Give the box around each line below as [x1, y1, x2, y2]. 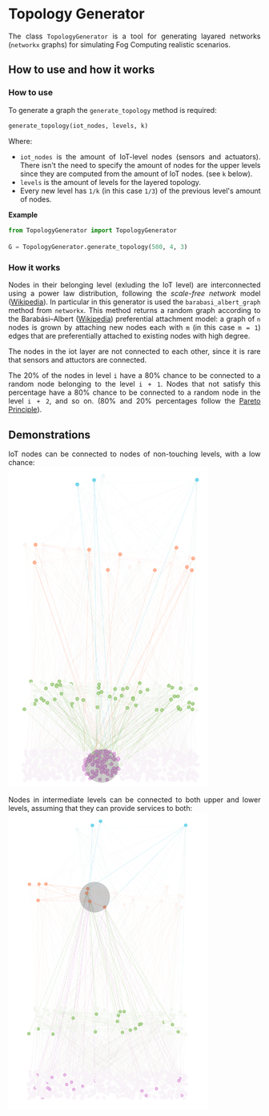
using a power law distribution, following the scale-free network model [8, 289, 261, 299]
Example [8, 210, 38, 219]
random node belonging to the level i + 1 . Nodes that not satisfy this [8, 379, 261, 389]
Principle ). [8, 405, 42, 415]
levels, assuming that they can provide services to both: [8, 804, 193, 813]
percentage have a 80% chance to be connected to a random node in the [8, 387, 261, 397]
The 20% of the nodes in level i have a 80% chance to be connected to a [8, 371, 261, 380]
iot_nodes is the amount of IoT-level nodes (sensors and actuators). [19, 151, 261, 161]
